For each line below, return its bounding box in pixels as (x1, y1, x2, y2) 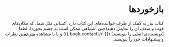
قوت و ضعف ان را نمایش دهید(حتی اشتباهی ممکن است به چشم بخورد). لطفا (19, 25, 164, 31)
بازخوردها (129, 3, 164, 15)
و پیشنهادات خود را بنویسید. (112, 36, 164, 42)
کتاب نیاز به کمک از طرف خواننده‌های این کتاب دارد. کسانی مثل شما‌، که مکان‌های (11, 20, 164, 26)
